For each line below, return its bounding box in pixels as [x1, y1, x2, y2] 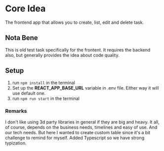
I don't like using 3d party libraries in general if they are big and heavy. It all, [5, 119, 160, 125]
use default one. [12, 90, 46, 96]
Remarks [5, 107, 27, 114]
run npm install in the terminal [12, 80, 76, 86]
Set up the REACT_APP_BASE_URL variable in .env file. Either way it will [12, 85, 159, 91]
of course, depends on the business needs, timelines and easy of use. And [5, 124, 158, 130]
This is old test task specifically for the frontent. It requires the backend [5, 47, 151, 52]
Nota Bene [5, 34, 38, 42]
